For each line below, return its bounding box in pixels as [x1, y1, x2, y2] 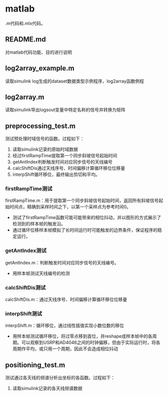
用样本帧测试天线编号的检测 [12, 270, 70, 276]
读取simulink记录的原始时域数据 [12, 146, 78, 152]
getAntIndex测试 [5, 247, 47, 254]
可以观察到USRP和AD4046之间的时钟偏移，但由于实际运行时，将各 [21, 340, 160, 346]
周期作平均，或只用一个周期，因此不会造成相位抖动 [12, 346, 118, 352]
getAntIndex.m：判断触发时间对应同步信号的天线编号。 [5, 259, 119, 265]
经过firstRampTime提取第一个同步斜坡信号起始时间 [12, 153, 118, 159]
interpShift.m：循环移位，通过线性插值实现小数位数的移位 [5, 323, 124, 329]
